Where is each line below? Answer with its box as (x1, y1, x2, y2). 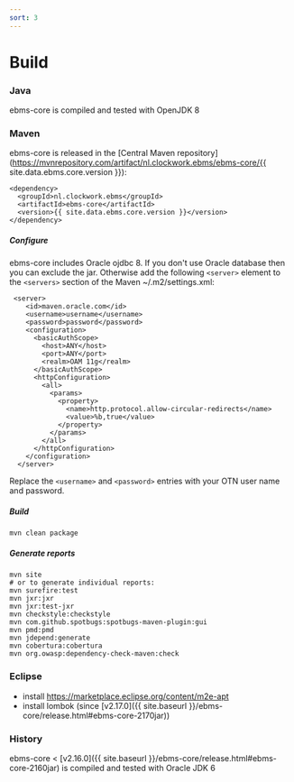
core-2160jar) (9, 762, 60, 773)
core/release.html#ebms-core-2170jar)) (22, 710, 170, 721)
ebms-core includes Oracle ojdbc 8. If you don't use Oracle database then (9, 258, 286, 269)
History (9, 732, 43, 745)
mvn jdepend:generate (9, 633, 91, 643)
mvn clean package (9, 529, 78, 538)
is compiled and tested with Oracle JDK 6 (61, 762, 216, 773)
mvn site (9, 570, 42, 580)
